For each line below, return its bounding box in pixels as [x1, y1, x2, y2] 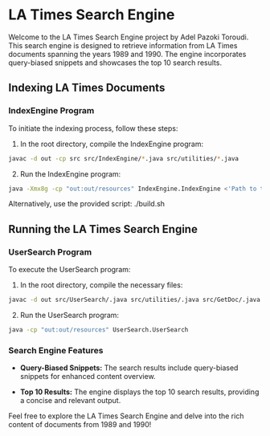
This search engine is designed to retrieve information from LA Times [8, 40, 238, 50]
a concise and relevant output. [19, 396, 121, 405]
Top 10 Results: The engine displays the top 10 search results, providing [19, 387, 260, 397]
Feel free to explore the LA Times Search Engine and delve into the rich [8, 411, 244, 421]
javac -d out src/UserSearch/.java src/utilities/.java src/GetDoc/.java [8, 295, 261, 304]
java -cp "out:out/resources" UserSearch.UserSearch [8, 325, 189, 334]
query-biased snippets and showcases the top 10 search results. [8, 58, 223, 67]
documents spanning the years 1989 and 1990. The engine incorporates [8, 49, 247, 59]
